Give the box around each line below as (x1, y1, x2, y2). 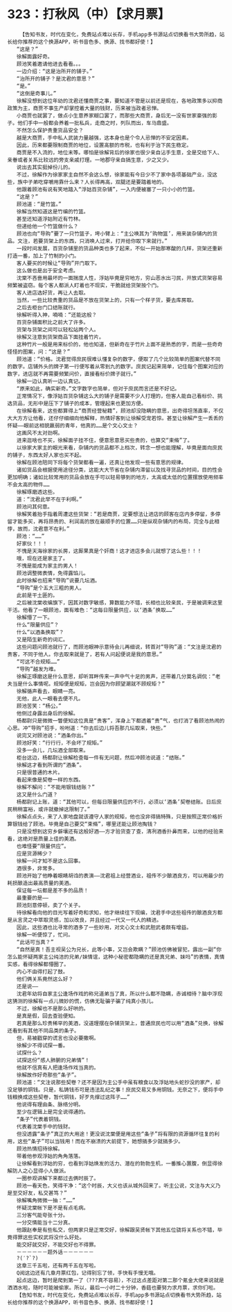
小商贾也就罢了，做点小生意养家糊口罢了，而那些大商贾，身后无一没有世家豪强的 (16, 112, 213, 119)
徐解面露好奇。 (16, 53, 53, 60)
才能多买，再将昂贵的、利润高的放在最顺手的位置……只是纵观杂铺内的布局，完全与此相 (12, 518, 220, 525)
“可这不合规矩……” (16, 658, 60, 665)
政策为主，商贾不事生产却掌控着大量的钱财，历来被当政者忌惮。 (7, 105, 162, 112)
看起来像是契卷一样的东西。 (16, 776, 84, 783)
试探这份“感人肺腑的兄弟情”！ (16, 1056, 90, 1063)
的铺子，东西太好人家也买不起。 (7, 451, 85, 458)
